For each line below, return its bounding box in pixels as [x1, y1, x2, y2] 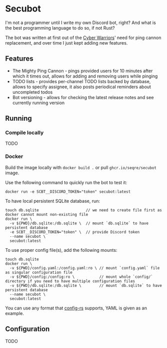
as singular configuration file [5, 270, 72, 275]
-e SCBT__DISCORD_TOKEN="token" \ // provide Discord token [9, 229, 140, 234]
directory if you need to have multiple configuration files [5, 278, 135, 283]
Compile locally [5, 129, 44, 136]
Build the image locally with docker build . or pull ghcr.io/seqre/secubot [5, 164, 156, 170]
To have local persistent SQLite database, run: [5, 198, 100, 204]
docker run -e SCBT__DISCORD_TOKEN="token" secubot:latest [5, 189, 131, 194]
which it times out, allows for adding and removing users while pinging [12, 73, 158, 79]
